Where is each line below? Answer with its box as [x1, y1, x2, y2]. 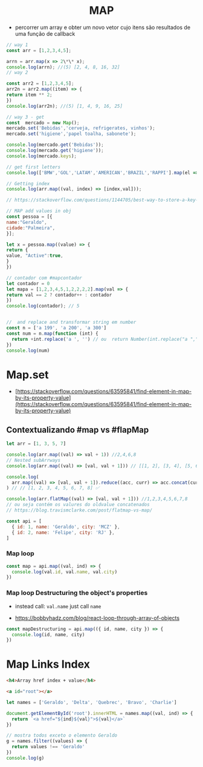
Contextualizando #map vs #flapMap [6, 424, 149, 435]
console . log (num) [6, 347, 50, 354]
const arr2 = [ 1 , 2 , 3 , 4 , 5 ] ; [6, 81, 74, 87]
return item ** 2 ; [6, 92, 53, 98]
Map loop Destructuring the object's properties [6, 588, 148, 597]
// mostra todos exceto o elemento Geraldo [6, 732, 118, 739]
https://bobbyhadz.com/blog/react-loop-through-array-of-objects [14, 614, 180, 621]
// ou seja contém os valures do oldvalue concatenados [6, 502, 150, 508]
